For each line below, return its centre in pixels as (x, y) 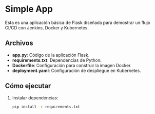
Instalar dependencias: (35, 98)
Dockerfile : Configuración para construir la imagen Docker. (72, 65)
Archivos (19, 43)
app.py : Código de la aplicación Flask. (51, 55)
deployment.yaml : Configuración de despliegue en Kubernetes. (77, 70)
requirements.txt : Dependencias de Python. (57, 60)
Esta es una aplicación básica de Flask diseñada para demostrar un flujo (78, 23)
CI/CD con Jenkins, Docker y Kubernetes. (47, 27)
